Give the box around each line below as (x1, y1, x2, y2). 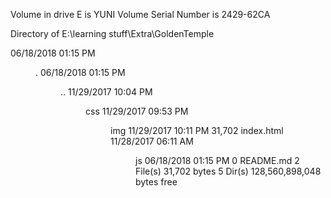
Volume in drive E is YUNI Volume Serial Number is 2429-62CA (10, 9, 271, 20)
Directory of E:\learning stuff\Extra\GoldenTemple (10, 28, 215, 39)
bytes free (135, 176, 178, 188)
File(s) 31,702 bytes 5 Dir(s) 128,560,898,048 (135, 165, 322, 177)
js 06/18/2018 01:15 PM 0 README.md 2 (135, 155, 300, 166)
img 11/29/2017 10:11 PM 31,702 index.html (110, 125, 284, 136)
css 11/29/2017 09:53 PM (85, 105, 189, 117)
